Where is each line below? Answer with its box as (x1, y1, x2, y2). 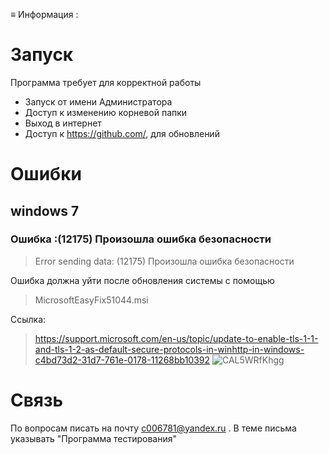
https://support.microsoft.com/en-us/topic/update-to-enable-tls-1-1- (34, 332, 319, 344)
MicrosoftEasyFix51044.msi (34, 294, 149, 306)
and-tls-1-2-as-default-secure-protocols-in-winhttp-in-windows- (34, 343, 305, 355)
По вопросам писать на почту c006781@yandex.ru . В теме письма (10, 422, 297, 434)
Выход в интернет (24, 117, 102, 129)
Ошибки (10, 163, 82, 186)
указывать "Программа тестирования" (10, 432, 177, 444)
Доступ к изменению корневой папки (24, 106, 188, 118)
